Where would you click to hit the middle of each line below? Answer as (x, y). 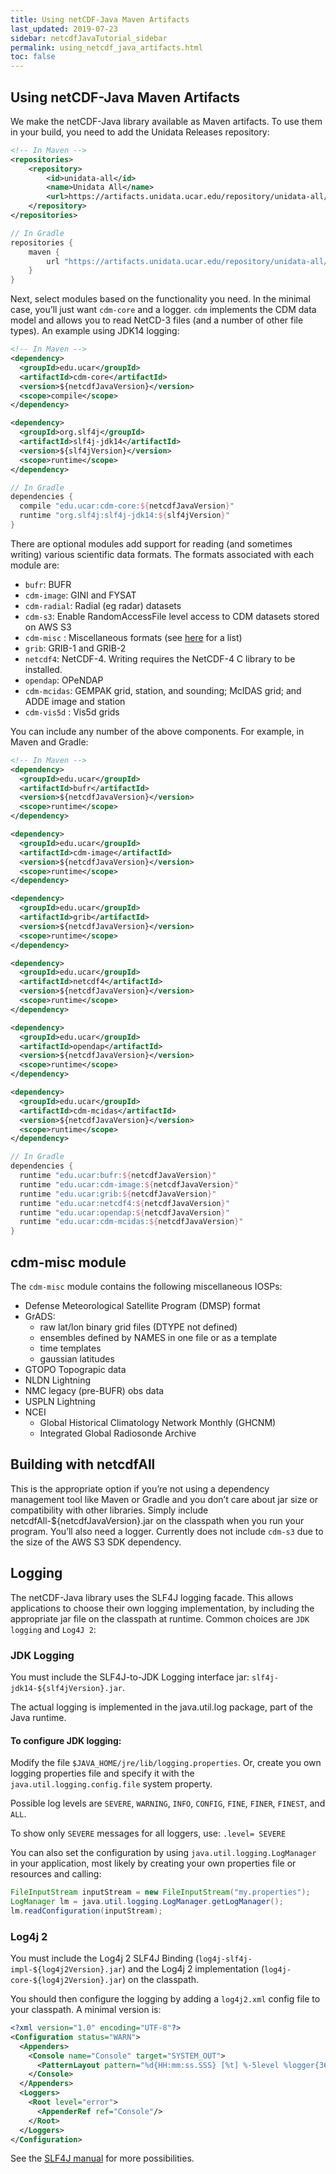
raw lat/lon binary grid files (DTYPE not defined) (138, 1327)
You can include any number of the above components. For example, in (157, 731)
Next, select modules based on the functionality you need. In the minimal (160, 299)
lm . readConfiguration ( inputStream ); (86, 1911)
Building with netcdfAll (83, 1464)
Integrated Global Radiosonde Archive (118, 1433)
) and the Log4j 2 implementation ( (193, 1969)
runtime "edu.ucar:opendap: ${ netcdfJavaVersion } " (124, 1212)
